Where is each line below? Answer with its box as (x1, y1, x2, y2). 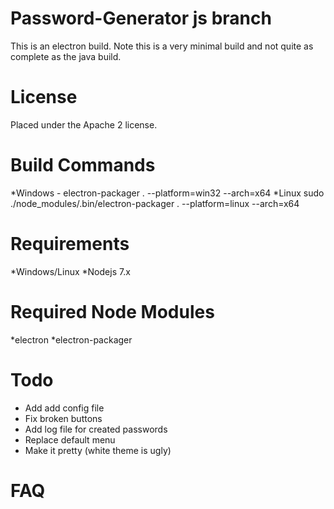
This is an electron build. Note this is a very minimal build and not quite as (10, 40, 314, 52)
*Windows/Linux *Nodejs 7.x (10, 265, 131, 277)
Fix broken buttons (24, 412, 103, 424)
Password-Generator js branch (10, 7, 272, 30)
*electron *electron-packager (10, 333, 133, 346)
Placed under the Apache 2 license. (10, 118, 158, 131)
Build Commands (10, 154, 156, 177)
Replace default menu (24, 433, 116, 446)
